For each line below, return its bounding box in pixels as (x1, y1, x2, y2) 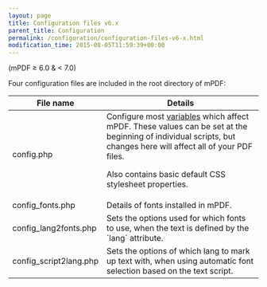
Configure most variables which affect (106, 111, 249, 122)
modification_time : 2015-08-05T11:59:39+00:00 (8, 41, 165, 49)
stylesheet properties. (106, 179, 188, 190)
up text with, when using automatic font (106, 256, 254, 267)
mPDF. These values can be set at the (106, 121, 248, 132)
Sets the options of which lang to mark (106, 246, 250, 257)
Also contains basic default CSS (106, 169, 226, 180)
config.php (12, 149, 53, 160)
